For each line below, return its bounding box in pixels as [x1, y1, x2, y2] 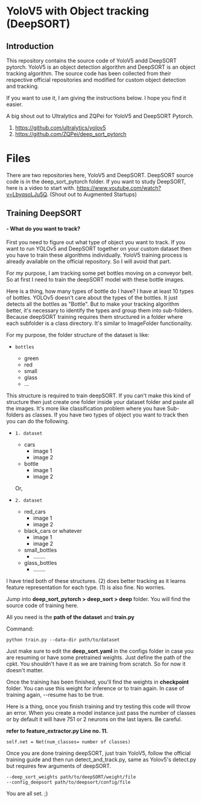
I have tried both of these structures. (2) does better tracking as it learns [6, 577, 186, 584]
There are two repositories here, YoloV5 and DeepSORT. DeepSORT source [6, 171, 194, 178]
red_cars [24, 508, 46, 515]
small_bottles [24, 546, 57, 553]
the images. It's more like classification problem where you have [6, 405, 166, 412]
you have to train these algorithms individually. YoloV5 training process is [6, 251, 188, 259]
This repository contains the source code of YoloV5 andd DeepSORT [6, 57, 177, 64]
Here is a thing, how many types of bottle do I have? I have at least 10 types [6, 288, 194, 295]
